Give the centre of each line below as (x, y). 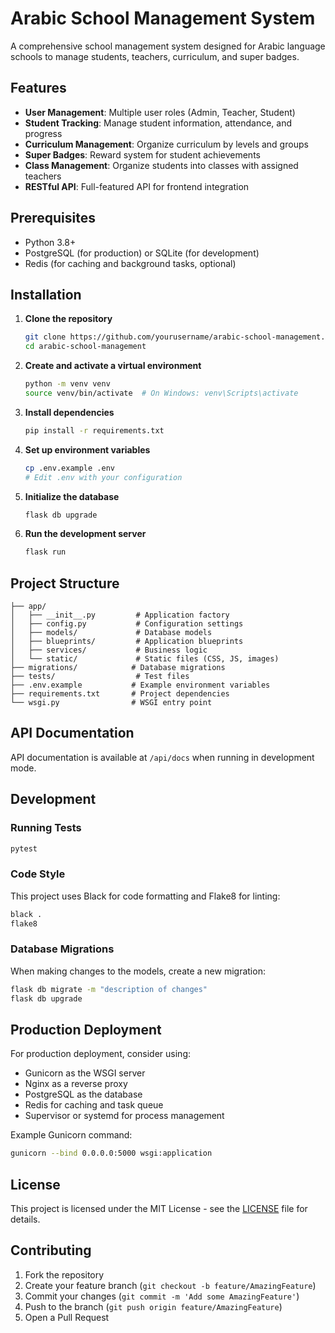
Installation (46, 294)
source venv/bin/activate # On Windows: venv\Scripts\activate (161, 393)
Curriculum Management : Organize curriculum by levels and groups (166, 144)
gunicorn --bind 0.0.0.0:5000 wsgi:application (111, 1153)
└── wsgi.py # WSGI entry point (111, 703)
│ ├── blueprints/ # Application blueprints (127, 642)
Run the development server (85, 534)
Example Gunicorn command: (71, 1135)
